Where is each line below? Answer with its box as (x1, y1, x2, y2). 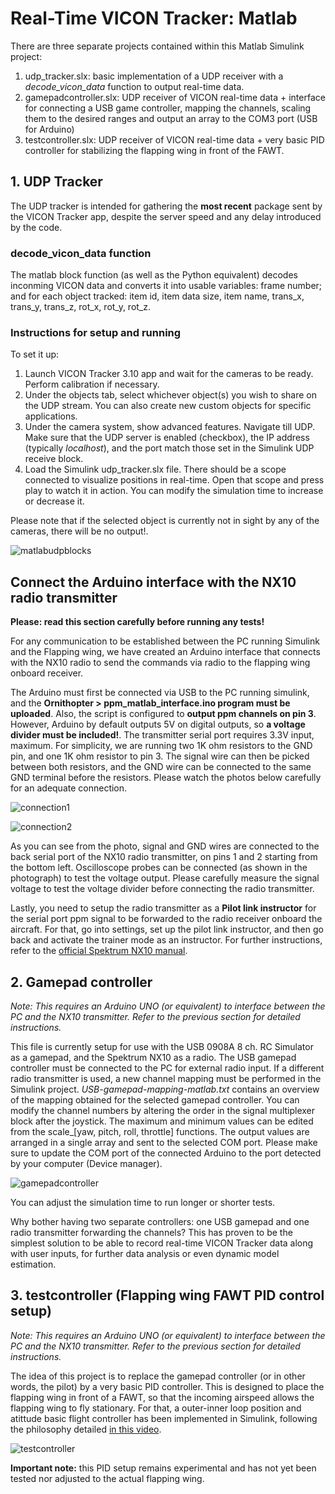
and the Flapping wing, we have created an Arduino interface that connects (10, 646, 321, 658)
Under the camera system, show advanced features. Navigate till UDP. (24, 421, 316, 433)
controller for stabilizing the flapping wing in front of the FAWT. (24, 144, 285, 156)
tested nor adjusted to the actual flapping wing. (10, 1472, 205, 1484)
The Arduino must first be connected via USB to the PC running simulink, (10, 687, 310, 699)
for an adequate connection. (10, 782, 128, 794)
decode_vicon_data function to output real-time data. (24, 80, 245, 92)
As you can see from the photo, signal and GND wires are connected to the (10, 840, 320, 852)
